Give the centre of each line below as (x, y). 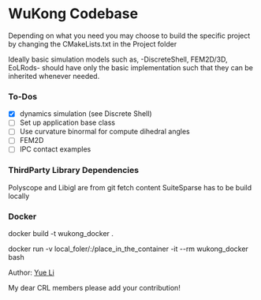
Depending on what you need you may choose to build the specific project (129, 36)
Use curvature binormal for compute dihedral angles (105, 132)
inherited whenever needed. (54, 76)
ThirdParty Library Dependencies (74, 171)
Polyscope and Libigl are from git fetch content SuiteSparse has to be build (130, 187)
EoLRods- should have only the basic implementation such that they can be (131, 67)
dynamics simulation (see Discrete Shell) (86, 114)
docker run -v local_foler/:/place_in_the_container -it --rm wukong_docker (128, 249)
